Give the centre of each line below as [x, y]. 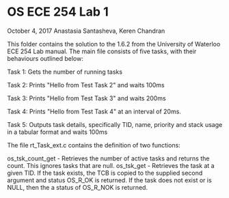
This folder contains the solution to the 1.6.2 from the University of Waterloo [114, 44]
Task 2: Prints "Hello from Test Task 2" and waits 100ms [86, 85]
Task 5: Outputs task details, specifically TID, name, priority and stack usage [115, 124]
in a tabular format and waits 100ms [57, 132]
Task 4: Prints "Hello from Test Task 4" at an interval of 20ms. [94, 111]
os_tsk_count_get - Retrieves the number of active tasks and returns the [108, 158]
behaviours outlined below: [45, 58]
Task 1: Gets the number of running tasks [65, 72]
